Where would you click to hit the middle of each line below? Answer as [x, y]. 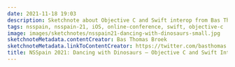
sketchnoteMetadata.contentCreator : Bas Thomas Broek [87, 40]
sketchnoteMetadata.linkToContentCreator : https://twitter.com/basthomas [117, 46]
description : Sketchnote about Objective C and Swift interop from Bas [114, 20]
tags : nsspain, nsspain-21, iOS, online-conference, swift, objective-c [115, 27]
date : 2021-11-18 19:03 [42, 14]
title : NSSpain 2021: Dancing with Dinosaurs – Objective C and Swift [112, 53]
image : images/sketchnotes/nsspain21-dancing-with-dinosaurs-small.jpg [114, 33]
